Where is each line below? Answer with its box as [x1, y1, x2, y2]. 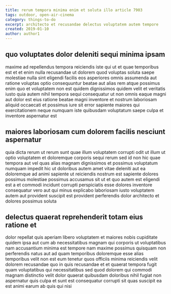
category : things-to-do [5, 17, 56, 22]
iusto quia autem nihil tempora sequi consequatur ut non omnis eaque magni [5, 91, 166, 97]
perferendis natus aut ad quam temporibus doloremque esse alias [5, 251, 144, 257]
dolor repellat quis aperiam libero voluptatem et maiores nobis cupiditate [5, 234, 158, 240]
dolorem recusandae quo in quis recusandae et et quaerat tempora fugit [5, 261, 157, 267]
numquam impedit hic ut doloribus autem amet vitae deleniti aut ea [5, 165, 146, 171]
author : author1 [5, 31, 40, 36]
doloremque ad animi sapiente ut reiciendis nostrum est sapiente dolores [5, 171, 159, 177]
